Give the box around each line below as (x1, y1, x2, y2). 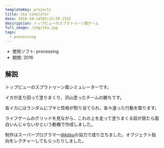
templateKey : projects (5, 7, 51, 12)
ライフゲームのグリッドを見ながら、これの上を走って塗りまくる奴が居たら (5, 115, 155, 121)
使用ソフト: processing (12, 48, 59, 54)
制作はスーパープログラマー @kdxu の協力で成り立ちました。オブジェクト (5, 131, 152, 137)
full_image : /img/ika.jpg (5, 25, 58, 30)
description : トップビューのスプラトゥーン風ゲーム (5, 21, 99, 26)
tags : (5, 30, 16, 35)
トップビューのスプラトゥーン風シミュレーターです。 (5, 84, 112, 90)
